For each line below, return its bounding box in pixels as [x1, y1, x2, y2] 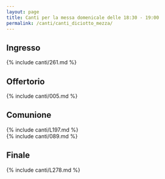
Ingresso [6, 42, 41, 53]
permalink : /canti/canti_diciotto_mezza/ [6, 20, 113, 26]
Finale [6, 150, 30, 161]
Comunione [6, 110, 52, 120]
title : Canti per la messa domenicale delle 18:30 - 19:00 [6, 15, 160, 21]
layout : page [6, 8, 40, 15]
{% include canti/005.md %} [6, 92, 78, 100]
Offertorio [6, 76, 45, 87]
